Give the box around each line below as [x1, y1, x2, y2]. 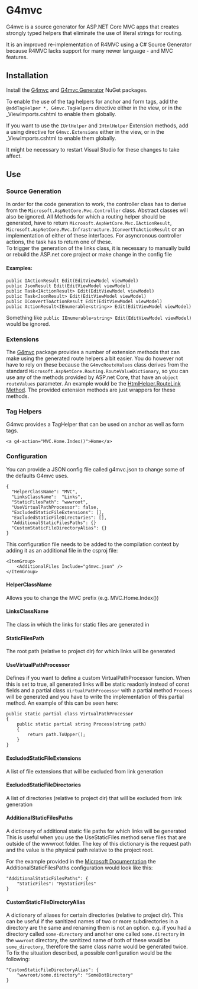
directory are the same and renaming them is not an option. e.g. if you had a [6, 924, 191, 932]
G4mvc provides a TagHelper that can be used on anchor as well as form [6, 421, 184, 428]
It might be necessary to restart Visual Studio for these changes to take [6, 146, 180, 153]
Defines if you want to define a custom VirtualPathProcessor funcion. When [6, 675, 190, 682]
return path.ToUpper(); [27, 732, 86, 738]
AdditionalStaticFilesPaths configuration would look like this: [6, 864, 153, 871]
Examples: [6, 265, 33, 272]
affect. [6, 152, 22, 159]
